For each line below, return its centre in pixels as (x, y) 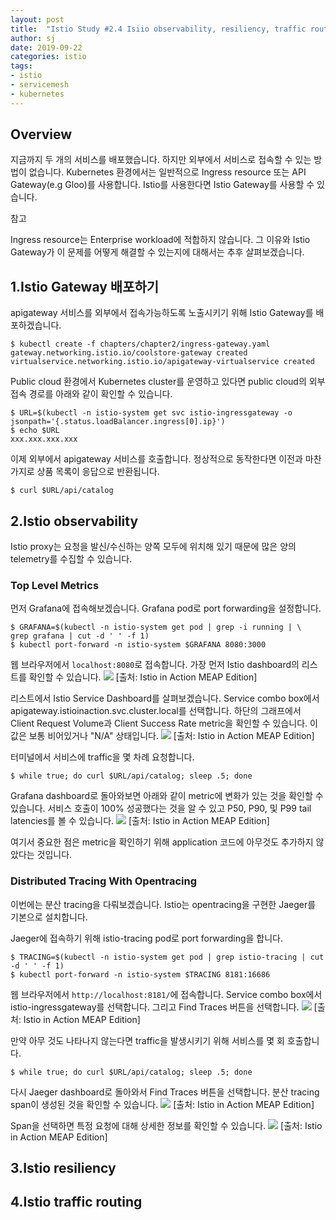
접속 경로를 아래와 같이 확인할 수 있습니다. (91, 394)
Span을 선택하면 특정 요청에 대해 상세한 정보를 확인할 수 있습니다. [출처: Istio (166, 1125)
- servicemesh (40, 85)
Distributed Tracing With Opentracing (104, 881)
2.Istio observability (74, 521)
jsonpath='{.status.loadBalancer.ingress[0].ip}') (118, 422)
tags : (21, 66)
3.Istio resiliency (63, 1168)
